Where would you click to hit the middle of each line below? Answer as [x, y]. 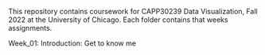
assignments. [30, 28]
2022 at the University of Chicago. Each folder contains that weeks [118, 20]
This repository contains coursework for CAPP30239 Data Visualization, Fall [133, 11]
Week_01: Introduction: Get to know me [72, 43]
